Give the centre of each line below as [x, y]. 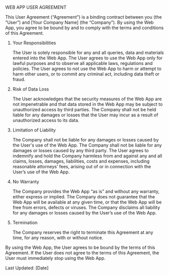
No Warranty [26, 182]
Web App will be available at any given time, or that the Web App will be [87, 202]
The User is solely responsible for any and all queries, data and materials [88, 53]
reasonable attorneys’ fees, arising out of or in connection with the [82, 166]
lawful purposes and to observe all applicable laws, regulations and [82, 63]
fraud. [19, 79]
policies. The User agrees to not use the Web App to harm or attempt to [87, 68]
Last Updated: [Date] [27, 268]
